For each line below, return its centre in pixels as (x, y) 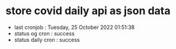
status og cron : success (44, 33)
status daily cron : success (47, 40)
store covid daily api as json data (88, 11)
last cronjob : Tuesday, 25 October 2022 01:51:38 (74, 27)
